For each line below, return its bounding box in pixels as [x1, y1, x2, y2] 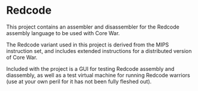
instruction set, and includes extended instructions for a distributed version [6, 47, 192, 54]
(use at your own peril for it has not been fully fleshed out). [6, 78, 152, 85]
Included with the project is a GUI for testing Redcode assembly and [6, 65, 175, 72]
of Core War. [6, 54, 38, 61]
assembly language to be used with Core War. [6, 29, 120, 36]
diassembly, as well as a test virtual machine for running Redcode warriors [6, 71, 190, 79]
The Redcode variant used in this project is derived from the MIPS [6, 41, 169, 48]
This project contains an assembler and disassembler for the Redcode [6, 23, 180, 30]
